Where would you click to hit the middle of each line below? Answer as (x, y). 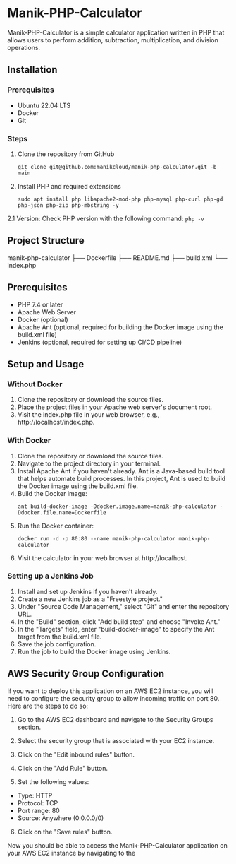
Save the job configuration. (57, 644)
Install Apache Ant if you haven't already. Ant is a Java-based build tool (121, 471)
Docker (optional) (43, 319)
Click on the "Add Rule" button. (62, 768)
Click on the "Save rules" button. (65, 832)
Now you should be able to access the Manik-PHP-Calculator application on (117, 845)
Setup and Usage (46, 364)
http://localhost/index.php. (56, 422)
